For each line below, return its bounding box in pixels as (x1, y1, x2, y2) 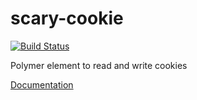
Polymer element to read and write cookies (10, 59, 188, 71)
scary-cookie (10, 7, 124, 30)
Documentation (10, 78, 74, 91)
